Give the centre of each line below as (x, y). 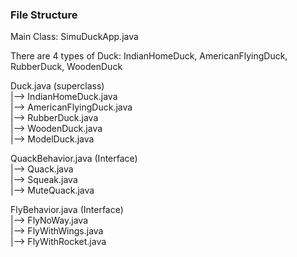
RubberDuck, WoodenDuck (66, 67)
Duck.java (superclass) (57, 86)
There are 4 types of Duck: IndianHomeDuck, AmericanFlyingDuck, (149, 56)
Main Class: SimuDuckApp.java (74, 37)
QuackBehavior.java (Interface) (74, 159)
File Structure (44, 15)
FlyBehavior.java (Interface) (67, 210)
